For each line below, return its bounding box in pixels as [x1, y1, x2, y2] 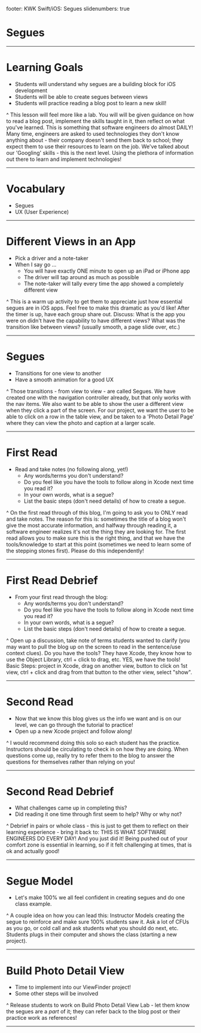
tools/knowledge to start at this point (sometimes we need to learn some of [6, 540, 191, 548]
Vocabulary [6, 182, 65, 196]
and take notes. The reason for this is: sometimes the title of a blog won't [6, 515, 187, 522]
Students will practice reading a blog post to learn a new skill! [14, 99, 166, 106]
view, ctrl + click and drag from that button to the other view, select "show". [6, 668, 193, 676]
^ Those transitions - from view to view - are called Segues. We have [6, 387, 176, 395]
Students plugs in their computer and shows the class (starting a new [6, 931, 178, 938]
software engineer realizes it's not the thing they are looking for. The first [6, 528, 186, 535]
